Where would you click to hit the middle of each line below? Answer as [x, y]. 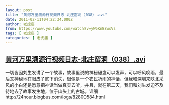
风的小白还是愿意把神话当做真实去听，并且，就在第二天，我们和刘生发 [78, 85]
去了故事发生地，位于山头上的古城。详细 [56, 91]
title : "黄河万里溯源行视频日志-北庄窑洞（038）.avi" [56, 15]
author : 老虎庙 [20, 24]
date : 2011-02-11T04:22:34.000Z [39, 19]
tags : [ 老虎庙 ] [22, 33]
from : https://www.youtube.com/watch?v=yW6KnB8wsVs [60, 29]
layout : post [19, 10]
